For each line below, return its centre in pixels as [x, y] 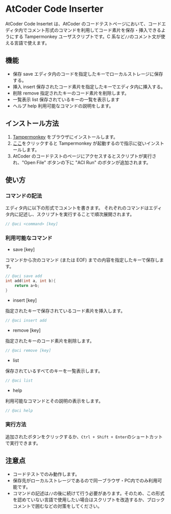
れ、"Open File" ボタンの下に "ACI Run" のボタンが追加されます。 [82, 162]
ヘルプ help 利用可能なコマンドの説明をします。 [63, 106]
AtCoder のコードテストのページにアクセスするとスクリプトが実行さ [84, 156]
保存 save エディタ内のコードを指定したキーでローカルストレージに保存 [88, 74]
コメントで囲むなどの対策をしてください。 [57, 506]
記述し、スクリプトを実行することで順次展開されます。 [77, 214]
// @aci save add [24, 276]
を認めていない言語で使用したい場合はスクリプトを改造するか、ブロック [89, 500]
